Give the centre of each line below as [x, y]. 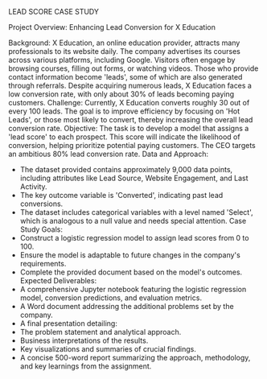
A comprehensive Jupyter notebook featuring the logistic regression [133, 289]
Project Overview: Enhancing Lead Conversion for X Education [112, 27]
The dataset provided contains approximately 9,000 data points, [126, 169]
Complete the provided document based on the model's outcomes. [131, 272]
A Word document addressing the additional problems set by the [127, 306]
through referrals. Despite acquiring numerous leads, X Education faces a [130, 85]
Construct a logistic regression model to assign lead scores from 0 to [134, 238]
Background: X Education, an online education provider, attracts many [124, 43]
